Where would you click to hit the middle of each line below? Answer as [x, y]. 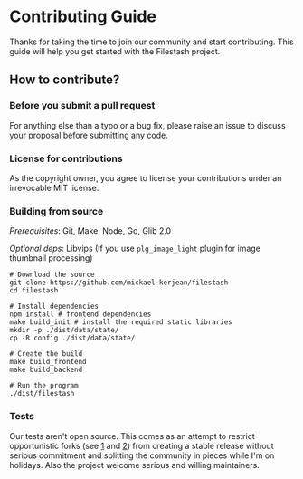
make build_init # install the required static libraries [121, 322]
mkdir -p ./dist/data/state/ [64, 331]
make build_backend [46, 370]
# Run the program [44, 386]
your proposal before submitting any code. [89, 135]
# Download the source [52, 275]
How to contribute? [65, 80]
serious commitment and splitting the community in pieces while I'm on [142, 455]
